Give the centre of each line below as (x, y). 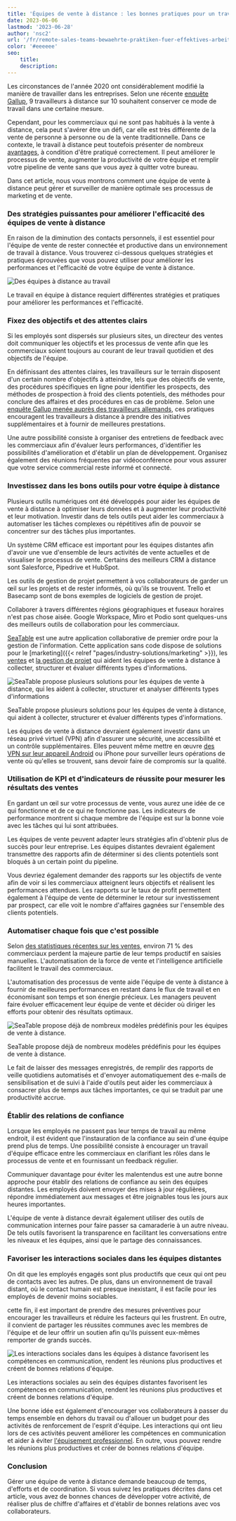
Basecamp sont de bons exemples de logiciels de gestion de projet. (105, 595)
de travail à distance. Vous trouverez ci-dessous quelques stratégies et (110, 252)
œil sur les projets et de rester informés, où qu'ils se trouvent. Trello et (109, 588)
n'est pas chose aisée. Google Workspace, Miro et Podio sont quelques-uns (117, 616)
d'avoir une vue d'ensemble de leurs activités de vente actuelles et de (109, 552)
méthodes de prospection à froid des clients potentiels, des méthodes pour (116, 394)
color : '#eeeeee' (33, 46)
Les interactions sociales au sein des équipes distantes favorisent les (107, 1382)
